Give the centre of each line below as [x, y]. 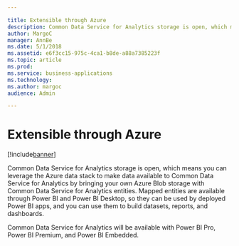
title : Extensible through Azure [57, 20]
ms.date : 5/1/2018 [34, 47]
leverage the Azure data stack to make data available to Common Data [111, 176]
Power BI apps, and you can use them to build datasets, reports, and [108, 206]
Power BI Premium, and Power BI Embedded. [73, 235]
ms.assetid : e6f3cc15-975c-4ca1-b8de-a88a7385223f [84, 53]
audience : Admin [31, 93]
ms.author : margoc [34, 86]
